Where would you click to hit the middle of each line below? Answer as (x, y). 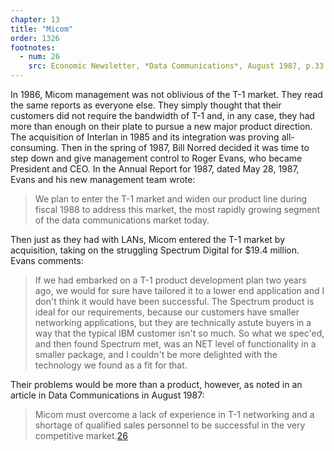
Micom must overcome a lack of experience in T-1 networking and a (174, 414)
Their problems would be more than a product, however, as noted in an (156, 384)
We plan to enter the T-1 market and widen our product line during (171, 199)
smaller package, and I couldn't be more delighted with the (156, 354)
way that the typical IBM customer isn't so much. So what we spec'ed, (179, 333)
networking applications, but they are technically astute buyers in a (173, 322)
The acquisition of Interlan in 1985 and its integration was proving (145, 137)
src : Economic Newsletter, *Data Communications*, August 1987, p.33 (176, 66)
